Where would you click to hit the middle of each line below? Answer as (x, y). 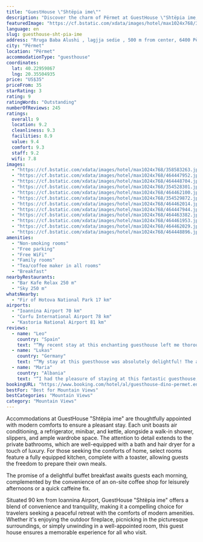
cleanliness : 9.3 (34, 130)
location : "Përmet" (31, 52)
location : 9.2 (29, 125)
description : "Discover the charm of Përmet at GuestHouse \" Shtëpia (96, 18)
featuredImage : (25, 23)
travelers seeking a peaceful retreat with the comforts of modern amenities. (100, 513)
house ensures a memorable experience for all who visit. (77, 532)
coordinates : (23, 63)
